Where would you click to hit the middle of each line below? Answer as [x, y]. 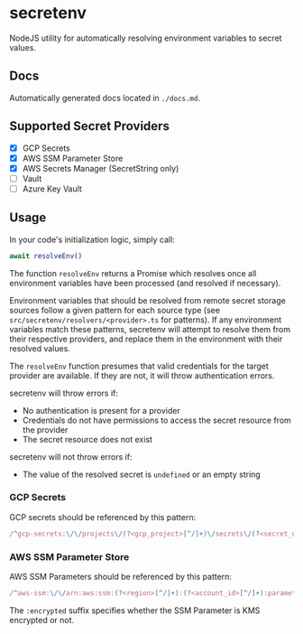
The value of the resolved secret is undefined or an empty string [142, 474]
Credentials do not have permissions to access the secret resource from [156, 420]
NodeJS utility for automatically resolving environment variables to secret [146, 38]
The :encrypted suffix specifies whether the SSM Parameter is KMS [135, 610]
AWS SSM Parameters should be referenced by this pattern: [121, 577]
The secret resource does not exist [87, 439]
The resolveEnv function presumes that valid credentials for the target [139, 366]
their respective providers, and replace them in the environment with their [146, 339]
